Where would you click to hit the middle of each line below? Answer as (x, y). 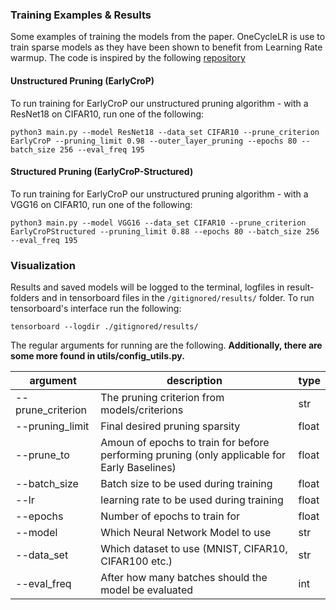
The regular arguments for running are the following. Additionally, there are (166, 345)
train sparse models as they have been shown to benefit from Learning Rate (166, 47)
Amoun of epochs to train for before (185, 442)
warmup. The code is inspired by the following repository (128, 58)
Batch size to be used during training (186, 483)
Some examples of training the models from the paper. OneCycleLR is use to (168, 37)
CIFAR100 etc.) (136, 561)
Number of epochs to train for (170, 516)
